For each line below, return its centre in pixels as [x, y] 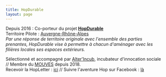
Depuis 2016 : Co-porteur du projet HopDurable [55, 28]
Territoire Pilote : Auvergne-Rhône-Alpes [47, 34]
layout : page [19, 14]
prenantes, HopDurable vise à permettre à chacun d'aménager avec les [79, 44]
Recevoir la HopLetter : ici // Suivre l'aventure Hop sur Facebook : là [75, 69]
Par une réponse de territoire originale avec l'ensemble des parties [74, 39]
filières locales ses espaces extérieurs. [45, 49]
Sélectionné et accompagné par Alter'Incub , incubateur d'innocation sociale [83, 59]
